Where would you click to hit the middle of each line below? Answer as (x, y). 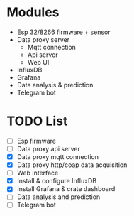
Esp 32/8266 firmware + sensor (63, 32)
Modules (33, 12)
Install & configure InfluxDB (57, 181)
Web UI (38, 62)
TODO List (37, 121)
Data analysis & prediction (55, 85)
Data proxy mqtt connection (57, 157)
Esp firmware (36, 141)
